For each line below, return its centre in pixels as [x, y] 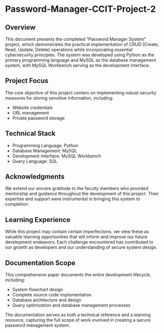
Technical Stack [30, 133]
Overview [20, 27]
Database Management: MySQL [45, 150]
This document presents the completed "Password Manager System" [76, 39]
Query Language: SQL [35, 161]
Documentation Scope [40, 263]
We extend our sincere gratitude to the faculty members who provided [77, 188]
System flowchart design [38, 290]
